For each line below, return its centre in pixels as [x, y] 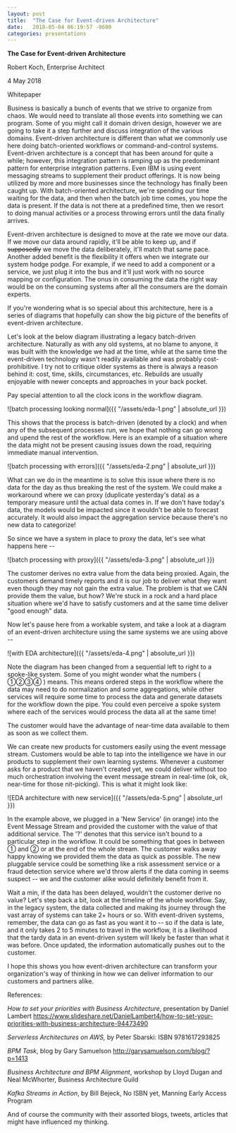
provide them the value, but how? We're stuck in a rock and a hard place [112, 596]
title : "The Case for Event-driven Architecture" [83, 20]
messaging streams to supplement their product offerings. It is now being [114, 176]
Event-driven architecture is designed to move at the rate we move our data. [118, 234]
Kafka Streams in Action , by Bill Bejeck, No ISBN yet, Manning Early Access [117, 1093]
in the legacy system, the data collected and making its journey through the [117, 908]
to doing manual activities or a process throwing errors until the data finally [116, 213]
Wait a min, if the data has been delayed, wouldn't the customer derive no [114, 892]
